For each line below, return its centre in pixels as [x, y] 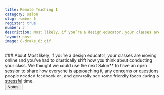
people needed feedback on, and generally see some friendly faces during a [82, 76]
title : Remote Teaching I [31, 9]
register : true [20, 23]
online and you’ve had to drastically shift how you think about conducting [79, 60]
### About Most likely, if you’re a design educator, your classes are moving [81, 55]
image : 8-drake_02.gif [28, 41]
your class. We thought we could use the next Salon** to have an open [76, 65]
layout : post [18, 37]
